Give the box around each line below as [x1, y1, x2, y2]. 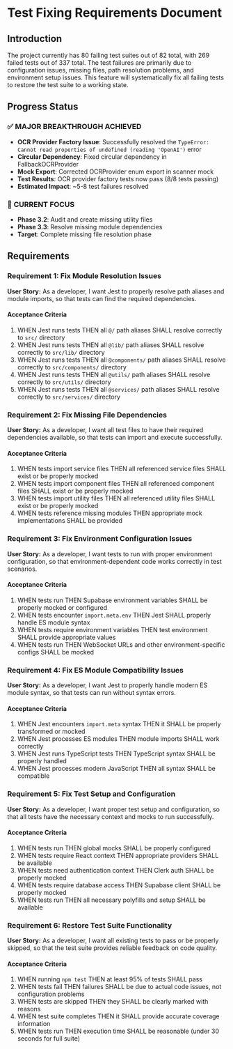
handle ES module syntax [17, 618, 90, 627]
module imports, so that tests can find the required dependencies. [7, 294, 197, 303]
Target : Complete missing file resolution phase [17, 230, 152, 238]
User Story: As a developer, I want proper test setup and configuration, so [7, 805, 220, 813]
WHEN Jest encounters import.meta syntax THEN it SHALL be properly [17, 720, 221, 728]
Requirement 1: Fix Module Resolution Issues [7, 271, 162, 281]
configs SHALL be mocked [17, 648, 95, 656]
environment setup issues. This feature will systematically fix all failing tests [7, 73, 225, 82]
